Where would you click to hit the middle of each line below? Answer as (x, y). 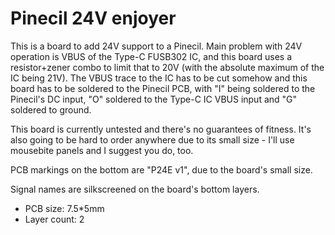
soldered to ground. (51, 109)
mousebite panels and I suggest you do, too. (102, 150)
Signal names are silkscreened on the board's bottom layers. (135, 189)
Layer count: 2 (54, 219)
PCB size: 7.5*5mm (64, 208)
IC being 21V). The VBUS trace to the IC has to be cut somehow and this (159, 78)
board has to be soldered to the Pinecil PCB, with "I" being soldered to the (163, 88)
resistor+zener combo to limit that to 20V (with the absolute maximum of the (167, 67)
